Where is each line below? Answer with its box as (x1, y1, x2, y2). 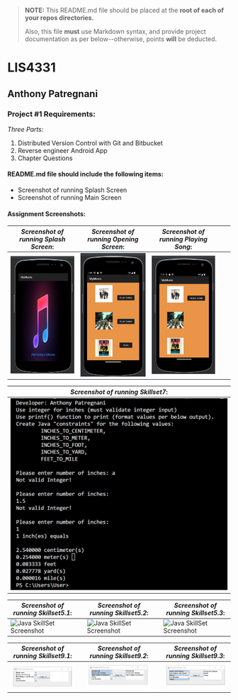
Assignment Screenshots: (7, 209, 86, 218)
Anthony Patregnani (7, 88, 98, 100)
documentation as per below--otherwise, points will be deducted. (24, 35, 217, 43)
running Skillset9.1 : (13, 652, 72, 660)
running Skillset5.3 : (166, 609, 225, 617)
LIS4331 (7, 60, 57, 76)
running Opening (87, 235, 139, 243)
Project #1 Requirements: (7, 109, 96, 119)
